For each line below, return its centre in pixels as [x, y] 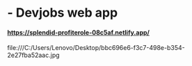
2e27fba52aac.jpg [34, 55]
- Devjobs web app [63, 13]
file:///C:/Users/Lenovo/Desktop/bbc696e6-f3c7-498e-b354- [96, 48]
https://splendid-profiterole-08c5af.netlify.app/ [78, 32]
